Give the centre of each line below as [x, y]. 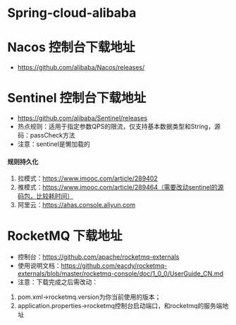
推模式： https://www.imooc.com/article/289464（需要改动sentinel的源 [120, 188]
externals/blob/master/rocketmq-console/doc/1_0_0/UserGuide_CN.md [120, 274]
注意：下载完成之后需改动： [58, 282]
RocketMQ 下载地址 [65, 236]
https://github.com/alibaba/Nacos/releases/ [81, 68]
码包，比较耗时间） [45, 196]
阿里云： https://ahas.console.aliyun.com [76, 205]
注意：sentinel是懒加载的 [54, 144]
